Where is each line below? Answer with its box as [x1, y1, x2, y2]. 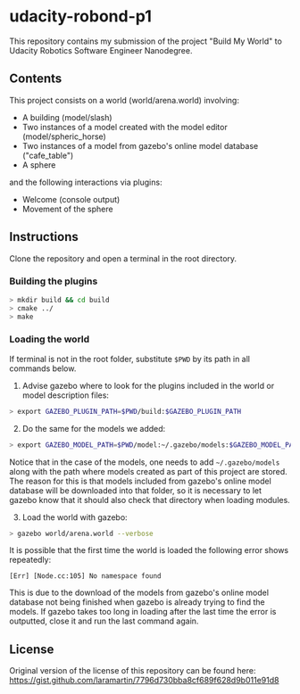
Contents [9, 71, 62, 87]
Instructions [9, 229, 79, 244]
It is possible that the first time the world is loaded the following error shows [9, 545, 289, 556]
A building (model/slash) [21, 112, 113, 122]
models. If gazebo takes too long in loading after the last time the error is [9, 607, 277, 617]
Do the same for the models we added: [21, 423, 166, 434]
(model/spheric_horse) [21, 131, 107, 142]
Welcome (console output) [21, 194, 121, 204]
